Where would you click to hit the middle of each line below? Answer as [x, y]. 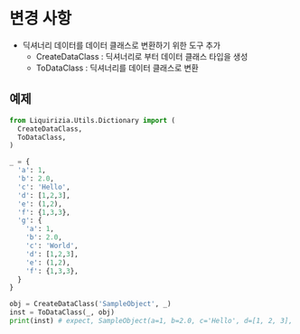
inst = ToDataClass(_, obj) [62, 312]
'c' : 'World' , [52, 246]
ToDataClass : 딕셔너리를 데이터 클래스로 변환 [117, 68]
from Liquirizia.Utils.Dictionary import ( [93, 120]
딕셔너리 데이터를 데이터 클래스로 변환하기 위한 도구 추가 [122, 45]
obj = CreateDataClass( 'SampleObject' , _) [90, 304]
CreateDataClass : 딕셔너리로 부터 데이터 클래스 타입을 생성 [142, 56]
